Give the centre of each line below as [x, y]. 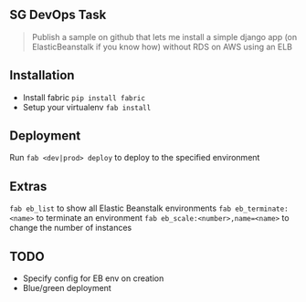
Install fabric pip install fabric [84, 97]
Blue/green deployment [67, 288]
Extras [28, 186]
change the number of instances [71, 228]
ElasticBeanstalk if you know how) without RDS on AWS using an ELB [162, 47]
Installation [42, 75]
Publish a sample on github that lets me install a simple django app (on [164, 36]
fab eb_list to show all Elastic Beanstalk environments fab [120, 208]
